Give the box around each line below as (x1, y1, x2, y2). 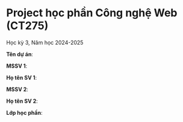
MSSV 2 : (6, 85, 29, 93)
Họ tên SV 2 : (6, 97, 38, 104)
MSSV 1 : (6, 62, 28, 69)
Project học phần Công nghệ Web (6, 6, 178, 20)
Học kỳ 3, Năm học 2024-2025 (6, 39, 84, 46)
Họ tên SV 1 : (6, 74, 37, 81)
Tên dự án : (6, 50, 33, 57)
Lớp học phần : (6, 109, 43, 116)
